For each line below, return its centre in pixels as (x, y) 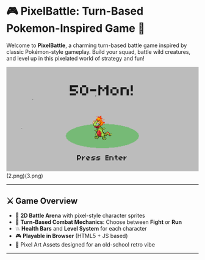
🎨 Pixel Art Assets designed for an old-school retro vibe (85, 245)
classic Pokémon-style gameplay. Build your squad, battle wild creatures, (99, 51)
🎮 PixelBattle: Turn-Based (75, 11)
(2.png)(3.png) (25, 176)
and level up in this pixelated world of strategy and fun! (75, 58)
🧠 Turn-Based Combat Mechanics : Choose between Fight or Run (98, 222)
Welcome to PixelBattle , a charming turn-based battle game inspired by (97, 45)
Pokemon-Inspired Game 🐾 (76, 28)
